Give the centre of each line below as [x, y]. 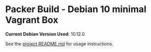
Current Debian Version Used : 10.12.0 [45, 34]
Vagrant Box [32, 20]
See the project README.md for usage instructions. [59, 43]
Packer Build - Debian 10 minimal [76, 9]
